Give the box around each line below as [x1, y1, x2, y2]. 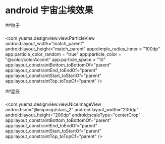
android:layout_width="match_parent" [5, 40, 84, 46]
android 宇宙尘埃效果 [5, 5, 94, 16]
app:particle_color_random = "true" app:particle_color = [5, 51, 122, 57]
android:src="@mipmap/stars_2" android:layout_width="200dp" [5, 106, 139, 112]
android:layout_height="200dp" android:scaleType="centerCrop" [5, 112, 141, 118]
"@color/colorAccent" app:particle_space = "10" [5, 56, 106, 62]
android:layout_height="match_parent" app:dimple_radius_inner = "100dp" [5, 46, 160, 52]
